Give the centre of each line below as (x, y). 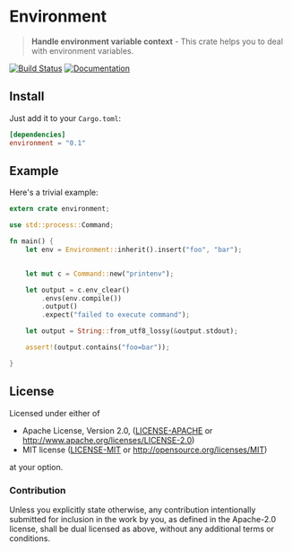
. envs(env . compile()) (82, 298)
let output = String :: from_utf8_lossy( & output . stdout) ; (132, 331)
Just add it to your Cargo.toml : (65, 118)
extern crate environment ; (60, 209)
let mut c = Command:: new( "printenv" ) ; (100, 274)
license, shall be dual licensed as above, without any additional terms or (142, 529)
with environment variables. (82, 50)
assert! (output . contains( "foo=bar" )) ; (98, 347)
